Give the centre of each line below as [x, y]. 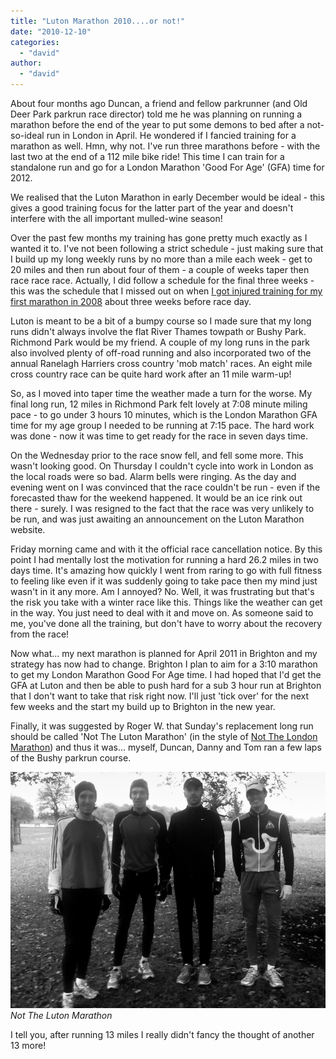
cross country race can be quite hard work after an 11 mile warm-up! [151, 374]
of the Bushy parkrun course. [71, 758]
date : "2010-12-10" [51, 31]
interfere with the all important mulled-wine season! [116, 218]
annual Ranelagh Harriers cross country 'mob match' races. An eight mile [161, 363]
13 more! [28, 1045]
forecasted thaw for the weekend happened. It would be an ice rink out [156, 498]
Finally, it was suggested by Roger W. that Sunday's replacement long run [162, 726]
